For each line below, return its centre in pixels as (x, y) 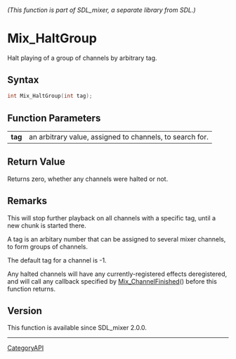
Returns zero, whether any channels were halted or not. (88, 179)
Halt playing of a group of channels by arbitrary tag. (82, 58)
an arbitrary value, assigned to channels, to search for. (119, 137)
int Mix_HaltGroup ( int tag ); (50, 96)
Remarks (27, 201)
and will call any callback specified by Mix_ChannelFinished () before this (112, 281)
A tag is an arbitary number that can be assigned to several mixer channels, (117, 239)
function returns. (32, 289)
